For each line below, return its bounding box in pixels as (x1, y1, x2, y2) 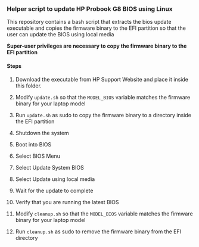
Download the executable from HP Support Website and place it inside (15, 76, 188, 83)
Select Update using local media (15, 175, 95, 183)
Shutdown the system (15, 129, 69, 136)
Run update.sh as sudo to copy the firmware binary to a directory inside (15, 111, 191, 118)
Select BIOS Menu (15, 152, 60, 160)
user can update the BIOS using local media (7, 31, 114, 38)
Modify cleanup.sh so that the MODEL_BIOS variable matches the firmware (15, 210, 193, 217)
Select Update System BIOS (15, 164, 84, 171)
